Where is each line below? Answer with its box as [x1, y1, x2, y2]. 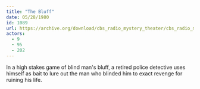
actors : [6, 31, 26, 37]
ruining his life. [6, 76, 43, 83]
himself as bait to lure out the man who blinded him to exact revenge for [6, 69, 183, 77]
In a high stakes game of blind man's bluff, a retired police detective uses [6, 63, 186, 71]
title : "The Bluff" [6, 8, 55, 15]
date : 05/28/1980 [6, 14, 49, 20]
